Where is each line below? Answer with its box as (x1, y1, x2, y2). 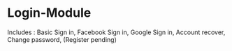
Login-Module (7, 5, 92, 21)
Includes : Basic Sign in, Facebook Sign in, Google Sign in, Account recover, (7, 28, 226, 36)
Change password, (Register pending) (7, 35, 117, 43)
